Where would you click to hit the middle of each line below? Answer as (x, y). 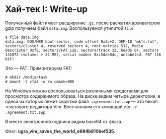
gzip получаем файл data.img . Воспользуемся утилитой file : (70, 28)
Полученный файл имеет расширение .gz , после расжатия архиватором (83, 23)
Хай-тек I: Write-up (46, 9)
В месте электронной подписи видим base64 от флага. (64, 121)
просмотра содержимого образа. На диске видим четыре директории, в (83, 96)
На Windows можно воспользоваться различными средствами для (77, 91)
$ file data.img (22, 37)
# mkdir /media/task (27, 77)
